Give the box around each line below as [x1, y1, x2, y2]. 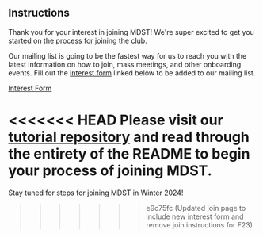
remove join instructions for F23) [146, 220, 253, 229]
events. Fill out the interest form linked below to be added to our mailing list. [8, 67, 256, 78]
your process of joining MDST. [8, 162, 212, 179]
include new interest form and [146, 212, 244, 221]
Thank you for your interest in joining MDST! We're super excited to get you [8, 27, 255, 36]
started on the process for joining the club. [8, 36, 148, 45]
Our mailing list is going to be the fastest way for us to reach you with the [8, 51, 247, 60]
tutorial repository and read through [8, 128, 250, 146]
